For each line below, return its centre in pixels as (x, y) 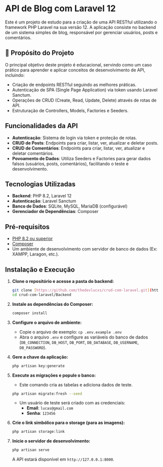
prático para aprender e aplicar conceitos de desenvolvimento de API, (75, 70)
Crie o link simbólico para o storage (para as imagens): (68, 423)
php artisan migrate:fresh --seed (47, 394)
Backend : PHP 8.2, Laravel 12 (42, 196)
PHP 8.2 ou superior (32, 239)
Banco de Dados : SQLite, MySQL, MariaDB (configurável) (70, 206)
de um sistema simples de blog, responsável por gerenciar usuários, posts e (81, 32)
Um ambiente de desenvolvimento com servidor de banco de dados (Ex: (85, 249)
